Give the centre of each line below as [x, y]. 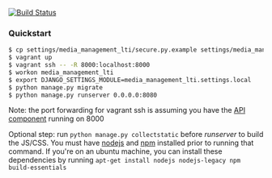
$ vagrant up [30, 58]
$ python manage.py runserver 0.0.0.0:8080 [83, 95]
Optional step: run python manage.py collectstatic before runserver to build [136, 135]
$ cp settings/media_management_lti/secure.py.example [103, 50]
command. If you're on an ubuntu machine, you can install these [115, 151]
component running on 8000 [56, 119]
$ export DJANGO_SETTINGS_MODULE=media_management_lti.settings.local [130, 80]
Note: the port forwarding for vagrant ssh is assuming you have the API [127, 110]
